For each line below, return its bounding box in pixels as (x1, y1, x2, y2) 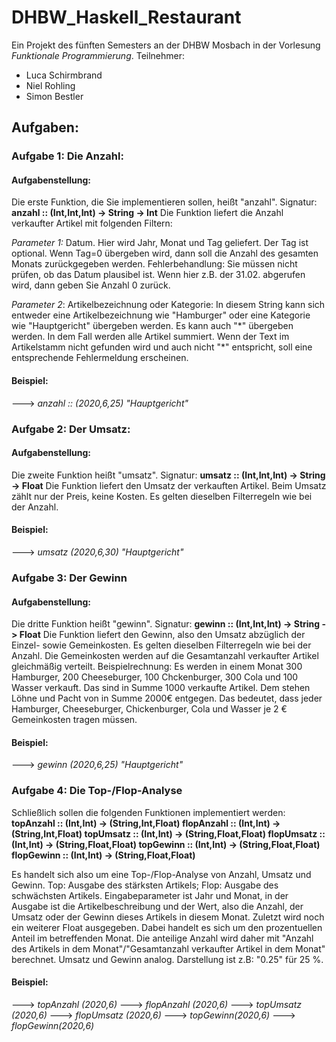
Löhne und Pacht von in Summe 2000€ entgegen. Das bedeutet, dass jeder (11, 692, 323, 705)
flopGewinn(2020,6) (11, 1019, 95, 1031)
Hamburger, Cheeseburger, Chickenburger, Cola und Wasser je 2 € (11, 703, 288, 715)
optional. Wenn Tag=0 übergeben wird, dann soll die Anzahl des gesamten (11, 247, 319, 260)
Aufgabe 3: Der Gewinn (11, 571, 128, 585)
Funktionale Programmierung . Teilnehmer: (11, 49, 186, 61)
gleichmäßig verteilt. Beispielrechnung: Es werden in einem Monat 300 (11, 661, 303, 673)
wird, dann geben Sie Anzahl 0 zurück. (11, 279, 171, 291)
